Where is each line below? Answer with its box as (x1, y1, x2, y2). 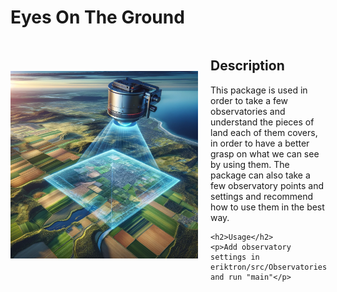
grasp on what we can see (210, 147, 320, 160)
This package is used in (210, 84, 308, 96)
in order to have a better (210, 137, 310, 149)
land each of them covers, (210, 126, 318, 138)
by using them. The (210, 158, 290, 170)
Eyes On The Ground (10, 6, 185, 29)
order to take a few (210, 94, 289, 106)
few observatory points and (210, 179, 324, 191)
